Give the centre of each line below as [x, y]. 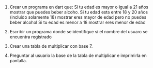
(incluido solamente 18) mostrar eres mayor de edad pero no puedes [78, 17]
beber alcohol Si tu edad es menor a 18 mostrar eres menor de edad [78, 22]
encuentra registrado [31, 37]
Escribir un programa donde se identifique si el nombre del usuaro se [78, 32]
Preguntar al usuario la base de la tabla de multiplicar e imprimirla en [78, 55]
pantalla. [18, 61]
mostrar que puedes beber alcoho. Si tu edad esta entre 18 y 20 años [79, 12]
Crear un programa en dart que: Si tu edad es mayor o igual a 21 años [79, 7]
